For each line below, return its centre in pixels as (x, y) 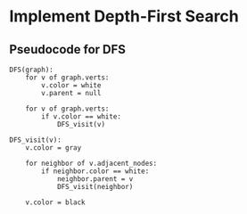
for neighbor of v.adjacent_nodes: (91, 163)
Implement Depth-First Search (124, 16)
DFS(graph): (31, 70)
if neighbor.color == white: (95, 171)
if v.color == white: (82, 117)
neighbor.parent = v (95, 179)
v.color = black (56, 202)
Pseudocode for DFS (68, 49)
